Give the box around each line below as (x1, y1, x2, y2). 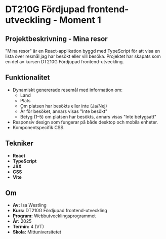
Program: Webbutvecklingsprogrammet (12, 213, 96, 219)
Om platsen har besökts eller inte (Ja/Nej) (20, 103, 107, 109)
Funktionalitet (5, 73, 50, 82)
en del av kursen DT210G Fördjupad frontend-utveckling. (5, 59, 124, 64)
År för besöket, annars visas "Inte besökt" (20, 108, 108, 114)
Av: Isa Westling (12, 202, 47, 208)
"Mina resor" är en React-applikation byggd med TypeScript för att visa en (5, 48, 160, 54)
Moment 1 (59, 14, 101, 26)
